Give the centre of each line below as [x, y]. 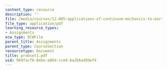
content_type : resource [30, 10]
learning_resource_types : [32, 28]
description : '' [22, 14]
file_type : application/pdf [34, 23]
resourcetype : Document [30, 51]
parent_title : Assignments [33, 42]
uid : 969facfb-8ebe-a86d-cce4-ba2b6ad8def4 [51, 60]
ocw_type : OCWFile [24, 37]
